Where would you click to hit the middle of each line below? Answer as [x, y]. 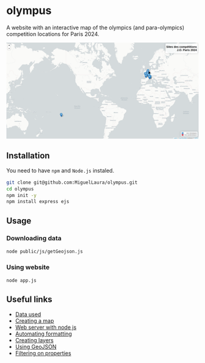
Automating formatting [43, 334]
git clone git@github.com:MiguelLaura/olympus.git [72, 182]
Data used [28, 314]
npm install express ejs [38, 202]
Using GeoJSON [36, 347]
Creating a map [34, 320]
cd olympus [20, 189]
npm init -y [21, 195]
